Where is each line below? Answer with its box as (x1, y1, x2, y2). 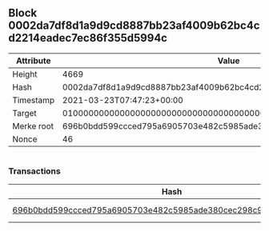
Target (12, 107, 38, 118)
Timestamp (12, 94, 55, 106)
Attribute (15, 55, 51, 66)
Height (12, 68, 38, 79)
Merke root (12, 120, 54, 131)
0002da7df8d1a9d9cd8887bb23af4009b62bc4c (8, 19, 260, 33)
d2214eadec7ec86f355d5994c (8, 31, 168, 45)
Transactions (8, 165, 62, 177)
